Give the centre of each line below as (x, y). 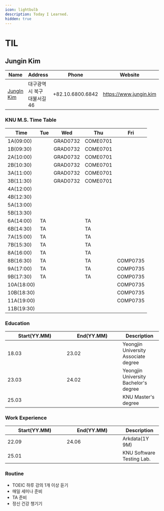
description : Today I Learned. (37, 14)
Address (38, 75)
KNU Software (139, 453)
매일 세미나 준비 (27, 491)
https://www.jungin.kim (130, 94)
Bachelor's (135, 382)
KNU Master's (139, 397)
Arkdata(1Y (136, 439)
